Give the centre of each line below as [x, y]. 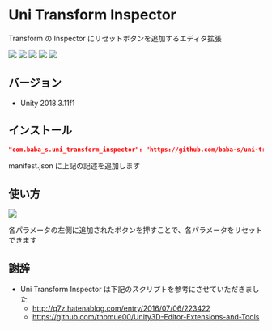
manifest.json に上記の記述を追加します [74, 166]
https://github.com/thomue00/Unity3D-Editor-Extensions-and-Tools [146, 317]
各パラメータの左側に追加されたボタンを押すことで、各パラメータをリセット [136, 230]
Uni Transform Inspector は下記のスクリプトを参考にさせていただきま [136, 290]
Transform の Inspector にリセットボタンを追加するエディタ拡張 [115, 38]
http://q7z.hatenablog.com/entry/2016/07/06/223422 [121, 308]
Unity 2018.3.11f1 [47, 103]
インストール [40, 131]
